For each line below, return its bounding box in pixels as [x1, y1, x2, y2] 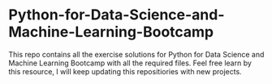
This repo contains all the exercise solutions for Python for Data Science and [8, 49, 265, 59]
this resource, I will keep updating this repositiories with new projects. [8, 66, 242, 76]
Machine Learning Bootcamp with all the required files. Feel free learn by [8, 58, 252, 68]
